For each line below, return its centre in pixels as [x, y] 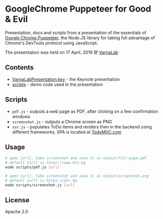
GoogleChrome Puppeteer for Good [78, 9]
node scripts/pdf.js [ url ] [32, 167]
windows [21, 116]
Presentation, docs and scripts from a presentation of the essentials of [76, 32]
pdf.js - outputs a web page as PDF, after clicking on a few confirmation [85, 111]
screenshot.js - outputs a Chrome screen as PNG [62, 122]
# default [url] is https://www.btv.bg [45, 163]
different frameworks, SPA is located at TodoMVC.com [67, 132]
